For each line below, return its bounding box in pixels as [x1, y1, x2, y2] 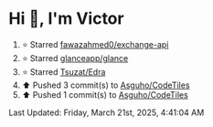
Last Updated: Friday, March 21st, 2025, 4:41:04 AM [8, 107, 205, 118]
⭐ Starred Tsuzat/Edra [21, 66, 106, 77]
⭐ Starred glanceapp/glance [21, 52, 129, 63]
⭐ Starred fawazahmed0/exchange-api [21, 38, 169, 49]
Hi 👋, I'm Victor [8, 8, 124, 29]
